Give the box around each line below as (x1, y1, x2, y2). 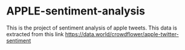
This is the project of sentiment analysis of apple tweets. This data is (6, 24, 177, 31)
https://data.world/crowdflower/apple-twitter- (65, 30, 180, 37)
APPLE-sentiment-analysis (6, 4, 145, 18)
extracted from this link (6, 30, 64, 37)
